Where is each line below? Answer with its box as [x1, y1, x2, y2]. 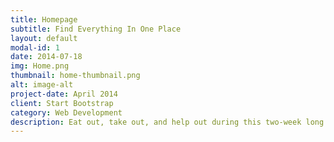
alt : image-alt [10, 80, 74, 90]
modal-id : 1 [10, 42, 60, 53]
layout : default [10, 33, 78, 43]
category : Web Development [10, 107, 123, 118]
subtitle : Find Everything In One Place [10, 24, 182, 34]
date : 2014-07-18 [10, 52, 83, 62]
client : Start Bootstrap [10, 98, 114, 108]
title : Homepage [10, 14, 78, 25]
